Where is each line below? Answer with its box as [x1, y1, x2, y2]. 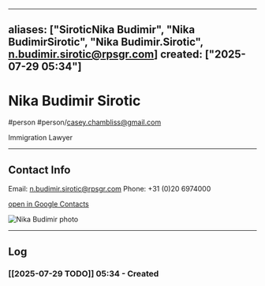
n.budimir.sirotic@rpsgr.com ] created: [8, 48, 203, 61]
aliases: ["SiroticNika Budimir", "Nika [8, 23, 196, 36]
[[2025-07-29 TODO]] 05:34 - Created [8, 269, 159, 280]
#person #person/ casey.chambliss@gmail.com [8, 117, 162, 127]
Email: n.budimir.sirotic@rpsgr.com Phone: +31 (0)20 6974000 [8, 184, 211, 194]
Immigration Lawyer [8, 133, 73, 143]
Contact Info [8, 163, 71, 176]
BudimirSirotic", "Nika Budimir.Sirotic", [8, 35, 203, 49]
